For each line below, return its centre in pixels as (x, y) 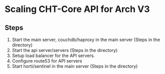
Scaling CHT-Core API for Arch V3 (77, 9)
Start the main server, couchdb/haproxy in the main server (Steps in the (86, 39)
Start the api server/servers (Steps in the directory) (65, 50)
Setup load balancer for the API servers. (53, 55)
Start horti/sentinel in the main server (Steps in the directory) (75, 66)
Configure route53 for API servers (47, 61)
